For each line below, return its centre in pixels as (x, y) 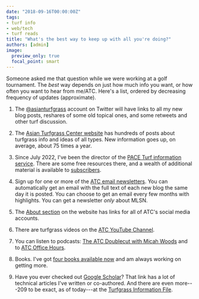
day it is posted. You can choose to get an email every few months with (102, 194)
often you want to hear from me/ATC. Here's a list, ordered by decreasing (96, 91)
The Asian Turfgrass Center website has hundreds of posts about (95, 133)
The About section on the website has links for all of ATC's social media (102, 212)
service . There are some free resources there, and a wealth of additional (103, 163)
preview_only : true (36, 56)
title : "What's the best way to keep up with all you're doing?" (89, 39)
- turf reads (22, 34)
